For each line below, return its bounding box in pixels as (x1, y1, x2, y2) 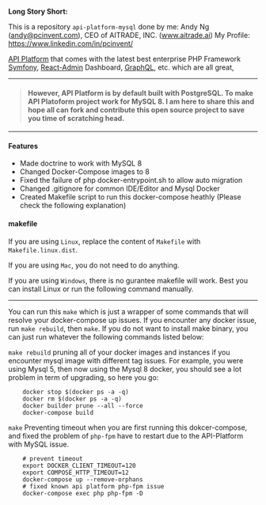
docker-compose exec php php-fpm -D (22, 489, 144, 497)
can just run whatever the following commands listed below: (8, 332, 204, 341)
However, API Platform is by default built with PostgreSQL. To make (27, 88, 253, 97)
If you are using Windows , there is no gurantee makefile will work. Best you (8, 275, 249, 285)
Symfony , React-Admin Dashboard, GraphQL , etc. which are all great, (8, 63, 235, 72)
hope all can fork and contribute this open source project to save (27, 104, 245, 114)
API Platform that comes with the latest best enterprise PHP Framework (8, 55, 241, 63)
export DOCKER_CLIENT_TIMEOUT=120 (22, 461, 136, 469)
